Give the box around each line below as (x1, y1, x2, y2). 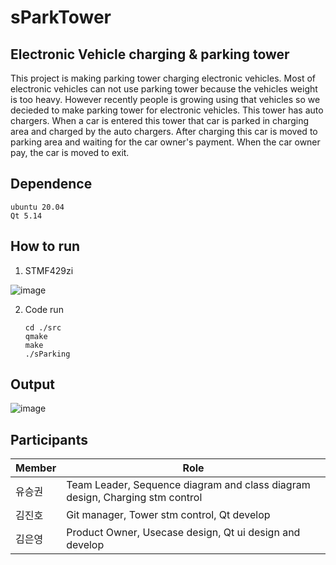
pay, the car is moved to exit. (10, 147, 130, 158)
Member (15, 461, 57, 475)
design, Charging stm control (66, 491, 203, 505)
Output (10, 376, 55, 393)
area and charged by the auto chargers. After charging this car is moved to (10, 126, 318, 137)
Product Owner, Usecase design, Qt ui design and (66, 526, 301, 540)
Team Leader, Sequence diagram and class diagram (66, 478, 311, 492)
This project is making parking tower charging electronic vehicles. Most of (10, 72, 317, 84)
